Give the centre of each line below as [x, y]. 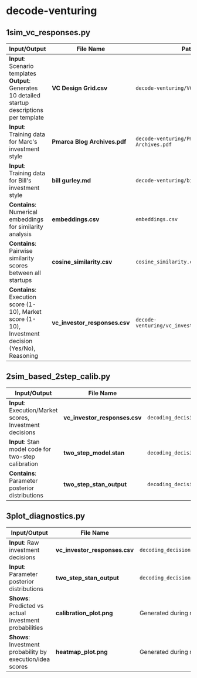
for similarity [26, 227]
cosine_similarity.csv [82, 262]
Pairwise [21, 251]
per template [26, 117]
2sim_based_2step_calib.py [58, 377]
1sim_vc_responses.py [48, 33]
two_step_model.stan [94, 453]
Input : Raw [24, 543]
